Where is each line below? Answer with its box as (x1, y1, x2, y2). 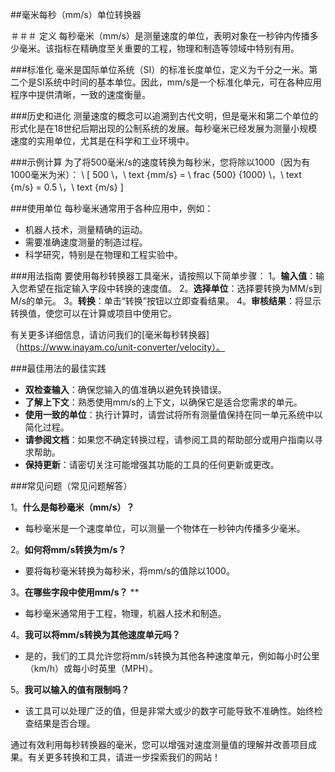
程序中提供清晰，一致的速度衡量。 (10, 89, 151, 100)
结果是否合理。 (33, 718, 96, 729)
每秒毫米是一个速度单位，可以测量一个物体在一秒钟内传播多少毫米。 (24, 523, 306, 534)
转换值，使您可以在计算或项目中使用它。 (10, 308, 177, 319)
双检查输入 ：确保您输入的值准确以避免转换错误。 (24, 384, 227, 395)
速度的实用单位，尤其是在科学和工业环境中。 (10, 135, 195, 147)
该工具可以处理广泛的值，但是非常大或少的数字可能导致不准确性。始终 (24, 705, 315, 717)
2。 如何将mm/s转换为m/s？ (10, 544, 127, 555)
